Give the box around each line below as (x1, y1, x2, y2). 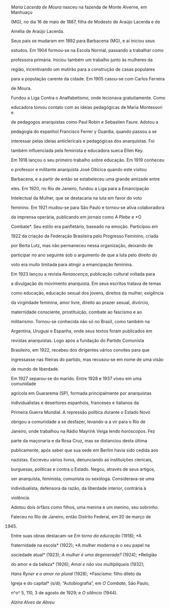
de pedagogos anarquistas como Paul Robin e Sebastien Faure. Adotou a (11, 119, 159, 125)
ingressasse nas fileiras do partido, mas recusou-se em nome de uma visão (11, 356, 164, 362)
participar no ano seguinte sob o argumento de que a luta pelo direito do (11, 252, 158, 258)
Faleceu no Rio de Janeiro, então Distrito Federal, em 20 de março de (11, 514, 151, 519)
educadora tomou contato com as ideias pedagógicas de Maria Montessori (11, 104, 163, 110)
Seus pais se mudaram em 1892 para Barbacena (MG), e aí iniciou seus (11, 38, 155, 44)
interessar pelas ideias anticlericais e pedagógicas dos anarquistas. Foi (11, 138, 155, 144)
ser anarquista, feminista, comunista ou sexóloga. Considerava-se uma (11, 476, 154, 482)
